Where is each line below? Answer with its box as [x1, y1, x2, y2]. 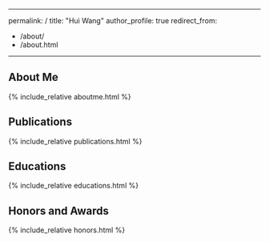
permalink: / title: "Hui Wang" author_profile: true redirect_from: [8, 16, 218, 25]
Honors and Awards [8, 204, 110, 217]
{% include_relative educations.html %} [8, 181, 139, 191]
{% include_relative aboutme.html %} [8, 91, 131, 101]
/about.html [19, 40, 58, 49]
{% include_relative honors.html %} [8, 225, 126, 235]
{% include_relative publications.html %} [8, 136, 143, 146]
